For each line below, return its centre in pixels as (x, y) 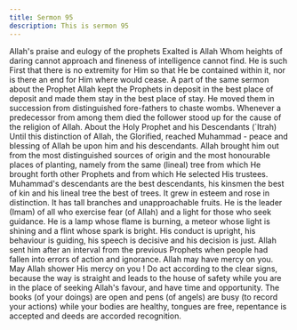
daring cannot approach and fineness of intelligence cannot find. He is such (148, 60)
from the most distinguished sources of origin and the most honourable (140, 155)
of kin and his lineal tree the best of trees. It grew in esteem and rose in (140, 193)
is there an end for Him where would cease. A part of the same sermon (139, 79)
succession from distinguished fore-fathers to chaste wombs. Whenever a (145, 108)
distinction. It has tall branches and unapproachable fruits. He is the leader (146, 202)
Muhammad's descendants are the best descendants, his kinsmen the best (147, 183)
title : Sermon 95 (41, 17)
